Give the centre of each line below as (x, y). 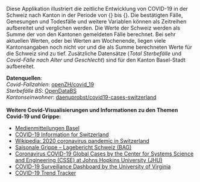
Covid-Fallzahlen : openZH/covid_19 (50, 84)
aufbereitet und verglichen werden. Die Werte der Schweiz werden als (93, 28)
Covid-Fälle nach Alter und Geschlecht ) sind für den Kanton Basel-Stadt (96, 60)
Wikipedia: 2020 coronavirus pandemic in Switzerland (82, 141)
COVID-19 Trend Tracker (45, 173)
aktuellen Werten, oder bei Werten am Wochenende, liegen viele (86, 41)
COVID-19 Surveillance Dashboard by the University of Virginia (93, 166)
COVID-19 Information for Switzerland (62, 134)
